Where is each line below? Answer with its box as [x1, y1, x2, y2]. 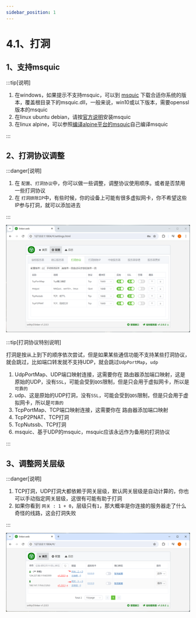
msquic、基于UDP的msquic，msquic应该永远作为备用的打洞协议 [14, 428, 170, 435]
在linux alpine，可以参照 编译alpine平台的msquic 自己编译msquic [14, 121, 168, 128]
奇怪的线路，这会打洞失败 [14, 510, 76, 517]
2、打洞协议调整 [6, 151, 65, 161]
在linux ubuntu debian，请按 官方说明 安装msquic [14, 113, 131, 120]
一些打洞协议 [14, 187, 45, 194]
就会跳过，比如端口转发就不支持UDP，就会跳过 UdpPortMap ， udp [6, 359, 159, 366]
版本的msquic [14, 106, 48, 113]
